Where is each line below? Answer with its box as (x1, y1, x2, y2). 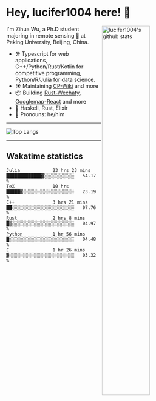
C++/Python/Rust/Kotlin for (15, 63, 84, 70)
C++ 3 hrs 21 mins (6, 199, 88, 205)
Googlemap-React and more (15, 98, 87, 105)
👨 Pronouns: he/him (15, 110, 65, 118)
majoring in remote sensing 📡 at (6, 31, 86, 39)
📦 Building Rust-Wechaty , (15, 89, 81, 96)
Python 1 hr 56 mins (6, 231, 86, 237)
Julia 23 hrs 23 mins (6, 167, 91, 173)
